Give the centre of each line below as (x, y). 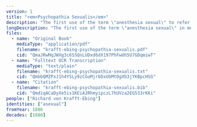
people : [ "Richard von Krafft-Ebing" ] (53, 98)
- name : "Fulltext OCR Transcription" (59, 60)
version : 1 (19, 11)
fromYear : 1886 (25, 109)
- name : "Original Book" (42, 39)
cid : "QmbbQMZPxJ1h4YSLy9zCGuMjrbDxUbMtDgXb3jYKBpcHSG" (86, 77)
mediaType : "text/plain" (47, 66)
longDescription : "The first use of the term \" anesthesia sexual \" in (95, 28)
